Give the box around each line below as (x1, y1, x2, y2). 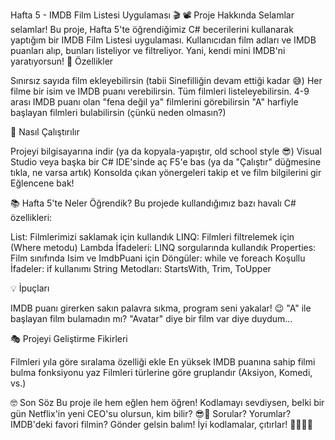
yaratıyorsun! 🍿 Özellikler (10, 55, 114, 67)
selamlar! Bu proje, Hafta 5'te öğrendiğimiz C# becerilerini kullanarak (10, 24, 294, 35)
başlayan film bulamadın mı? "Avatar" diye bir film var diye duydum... (10, 313, 293, 324)
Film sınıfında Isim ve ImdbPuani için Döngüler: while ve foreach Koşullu (10, 252, 306, 264)
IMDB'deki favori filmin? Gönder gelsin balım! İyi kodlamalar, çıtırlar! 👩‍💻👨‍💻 (10, 419, 313, 430)
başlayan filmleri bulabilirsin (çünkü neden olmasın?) (10, 107, 227, 118)
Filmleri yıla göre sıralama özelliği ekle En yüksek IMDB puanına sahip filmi (10, 356, 316, 368)
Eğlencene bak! (10, 177, 75, 189)
